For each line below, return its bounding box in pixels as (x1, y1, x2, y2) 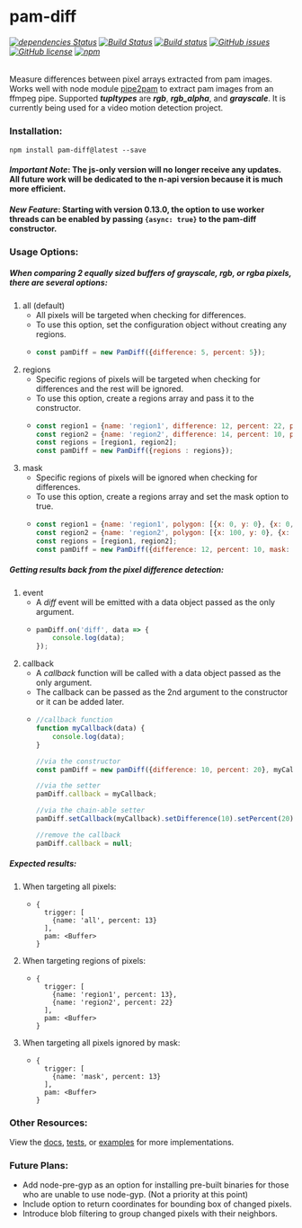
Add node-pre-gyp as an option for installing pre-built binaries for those (22, 1179, 289, 1190)
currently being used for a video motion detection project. (9, 102, 224, 113)
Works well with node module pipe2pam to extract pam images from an (9, 84, 274, 94)
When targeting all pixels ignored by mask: (22, 1037, 181, 1048)
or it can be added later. (35, 697, 124, 707)
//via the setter (35, 781, 102, 790)
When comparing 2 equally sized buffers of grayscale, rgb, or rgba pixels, (9, 268, 292, 279)
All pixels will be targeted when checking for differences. (35, 309, 247, 320)
